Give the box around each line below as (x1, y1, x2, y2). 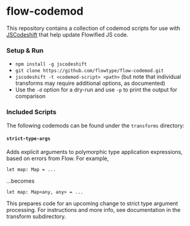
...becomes (6, 177, 35, 184)
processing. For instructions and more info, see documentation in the (6, 206, 181, 213)
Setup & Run (6, 46, 44, 54)
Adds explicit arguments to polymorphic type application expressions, (6, 148, 183, 155)
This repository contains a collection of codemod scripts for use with (6, 24, 181, 32)
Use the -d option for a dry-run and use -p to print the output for (15, 86, 178, 93)
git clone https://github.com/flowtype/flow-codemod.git (15, 68, 164, 74)
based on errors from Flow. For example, (6, 155, 109, 162)
